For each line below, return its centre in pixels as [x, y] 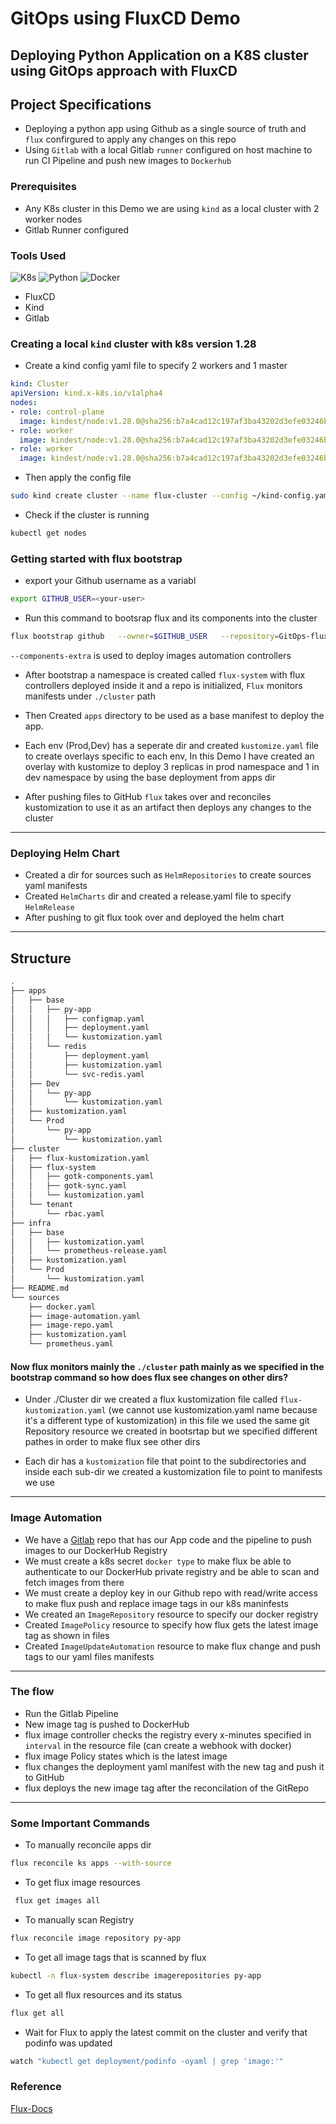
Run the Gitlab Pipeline [71, 1713]
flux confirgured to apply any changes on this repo [130, 139]
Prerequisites [43, 187]
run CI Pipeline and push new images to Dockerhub [128, 161]
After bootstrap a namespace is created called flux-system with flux [165, 674]
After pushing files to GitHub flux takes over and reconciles [148, 796]
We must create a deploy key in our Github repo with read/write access [171, 1593]
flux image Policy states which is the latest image [126, 1756]
